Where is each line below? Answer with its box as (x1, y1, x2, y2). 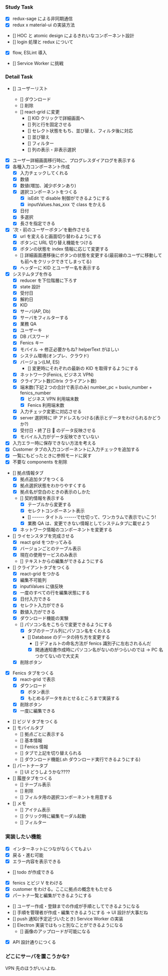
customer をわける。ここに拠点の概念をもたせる (12, 886, 113, 892)
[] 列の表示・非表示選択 (27, 146, 76, 152)
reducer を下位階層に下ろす (20, 277, 77, 283)
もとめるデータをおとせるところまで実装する (27, 695, 120, 701)
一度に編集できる (20, 708, 56, 714)
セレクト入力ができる (20, 602, 64, 608)
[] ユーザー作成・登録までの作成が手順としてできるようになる (12, 903, 140, 909)
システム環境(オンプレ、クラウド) (20, 352, 89, 358)
